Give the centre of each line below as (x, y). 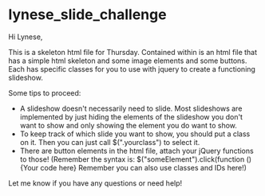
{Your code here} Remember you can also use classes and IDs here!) (133, 167)
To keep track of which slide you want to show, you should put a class (135, 134)
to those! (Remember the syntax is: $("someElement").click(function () (136, 159)
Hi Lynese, (26, 37)
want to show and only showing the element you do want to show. (129, 125)
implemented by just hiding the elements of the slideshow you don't (131, 116)
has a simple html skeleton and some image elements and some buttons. (128, 61)
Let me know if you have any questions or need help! (95, 183)
